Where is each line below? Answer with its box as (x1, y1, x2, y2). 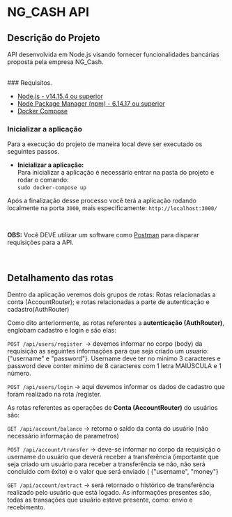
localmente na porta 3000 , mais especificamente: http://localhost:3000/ (7, 204, 217, 212)
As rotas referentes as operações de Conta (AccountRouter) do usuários (7, 404, 218, 412)
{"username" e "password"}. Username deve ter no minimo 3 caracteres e (7, 354, 221, 363)
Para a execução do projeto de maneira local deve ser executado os (7, 140, 203, 148)
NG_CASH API (7, 4, 89, 20)
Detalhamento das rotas (7, 272, 114, 284)
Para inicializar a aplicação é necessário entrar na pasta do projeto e (17, 168, 215, 177)
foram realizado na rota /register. (7, 390, 102, 399)
